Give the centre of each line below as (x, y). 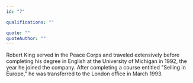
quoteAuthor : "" (26, 38)
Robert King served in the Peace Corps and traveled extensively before (93, 55)
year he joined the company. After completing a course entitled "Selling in (96, 68)
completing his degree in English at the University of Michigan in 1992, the (97, 61)
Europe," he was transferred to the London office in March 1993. (84, 74)
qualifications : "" (30, 22)
